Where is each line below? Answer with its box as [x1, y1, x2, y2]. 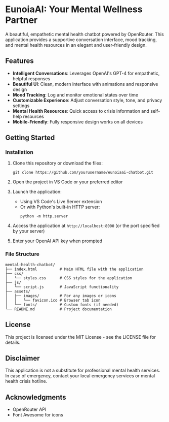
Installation [5, 149, 34, 156]
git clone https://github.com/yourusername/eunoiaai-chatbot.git [12, 170, 153, 175]
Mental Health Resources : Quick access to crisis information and [12, 108, 149, 114]
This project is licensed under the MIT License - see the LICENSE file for [5, 334, 156, 340]
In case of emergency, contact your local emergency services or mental [5, 373, 155, 379]
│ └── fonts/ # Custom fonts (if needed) [5, 302, 119, 307]
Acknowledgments [5, 393, 67, 402]
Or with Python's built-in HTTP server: [20, 204, 100, 210]
